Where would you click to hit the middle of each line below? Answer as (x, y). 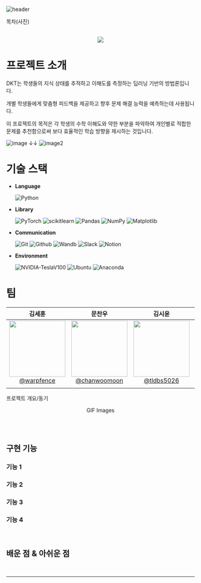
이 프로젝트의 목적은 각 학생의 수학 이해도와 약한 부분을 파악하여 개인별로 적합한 (99, 123)
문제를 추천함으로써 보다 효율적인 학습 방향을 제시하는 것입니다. (80, 131)
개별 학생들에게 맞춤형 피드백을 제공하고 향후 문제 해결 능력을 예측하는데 (90, 103)
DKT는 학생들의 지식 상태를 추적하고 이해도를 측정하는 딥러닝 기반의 (85, 83)
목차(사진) (18, 22)
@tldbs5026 (161, 380)
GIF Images (100, 410)
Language (28, 186)
